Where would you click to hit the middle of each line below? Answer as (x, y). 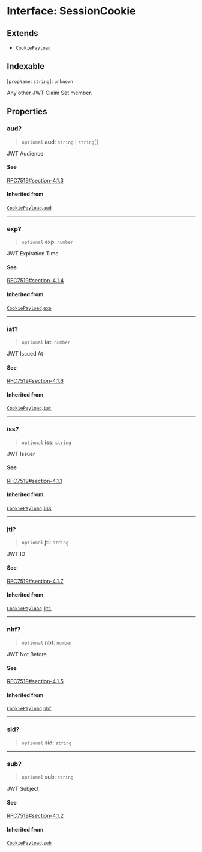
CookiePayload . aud (29, 207)
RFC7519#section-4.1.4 (35, 281)
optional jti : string (45, 543)
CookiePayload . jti (29, 608)
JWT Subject (23, 789)
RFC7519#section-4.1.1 (34, 481)
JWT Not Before (27, 654)
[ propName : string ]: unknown (40, 81)
